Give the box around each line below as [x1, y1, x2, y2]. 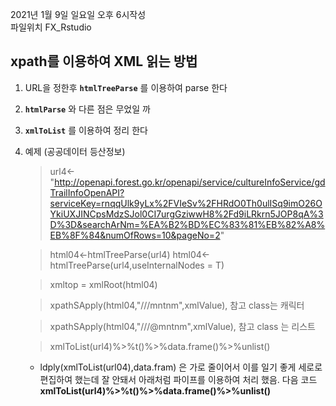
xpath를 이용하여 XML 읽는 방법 [10, 53, 198, 70]
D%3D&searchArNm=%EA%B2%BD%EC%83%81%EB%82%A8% [49, 218, 326, 230]
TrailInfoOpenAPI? [49, 186, 125, 198]
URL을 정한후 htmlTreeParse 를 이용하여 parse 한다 [24, 81, 228, 93]
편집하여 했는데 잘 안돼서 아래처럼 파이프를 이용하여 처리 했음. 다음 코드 [39, 373, 318, 385]
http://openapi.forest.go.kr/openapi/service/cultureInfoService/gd [54, 176, 326, 188]
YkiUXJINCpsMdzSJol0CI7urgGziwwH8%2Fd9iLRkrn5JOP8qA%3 [49, 208, 324, 220]
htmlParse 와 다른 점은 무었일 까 [24, 103, 151, 115]
